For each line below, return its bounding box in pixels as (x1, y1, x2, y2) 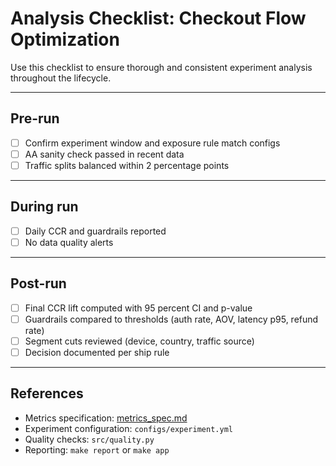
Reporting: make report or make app (24, 443, 170, 456)
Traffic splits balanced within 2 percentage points (24, 159, 230, 171)
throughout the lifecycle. (10, 72, 112, 84)
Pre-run (10, 110, 60, 127)
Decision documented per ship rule (24, 346, 170, 358)
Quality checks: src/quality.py (24, 433, 155, 445)
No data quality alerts (24, 236, 114, 248)
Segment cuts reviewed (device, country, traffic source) (24, 335, 255, 347)
